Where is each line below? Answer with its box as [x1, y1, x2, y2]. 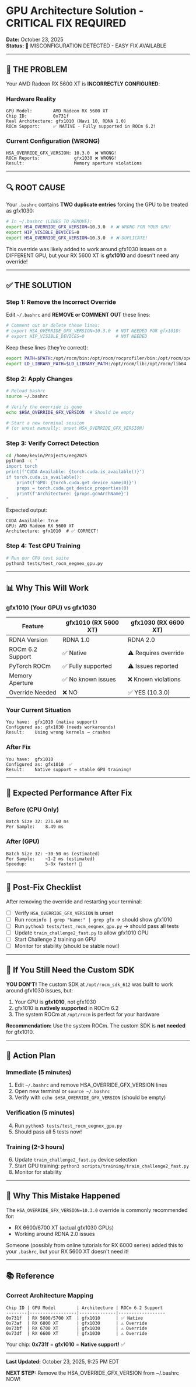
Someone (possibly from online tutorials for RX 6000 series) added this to [6, 1241, 184, 1248]
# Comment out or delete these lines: [6, 323, 100, 328]
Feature [22, 622, 44, 631]
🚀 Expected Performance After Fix [6, 788, 132, 798]
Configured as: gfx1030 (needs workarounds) [6, 724, 116, 730]
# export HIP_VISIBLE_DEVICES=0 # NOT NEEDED [6, 334, 148, 340]
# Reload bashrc [6, 388, 45, 394]
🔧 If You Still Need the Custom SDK [6, 965, 135, 975]
